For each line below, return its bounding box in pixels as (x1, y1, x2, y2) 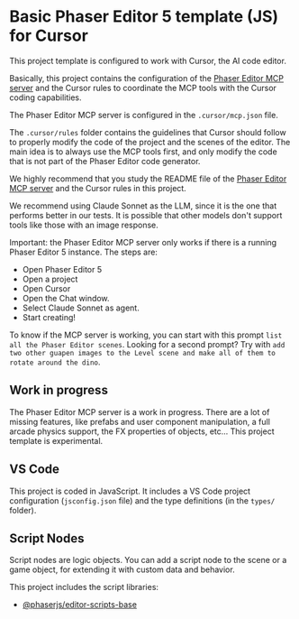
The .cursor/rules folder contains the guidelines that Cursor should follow (9, 126, 286, 137)
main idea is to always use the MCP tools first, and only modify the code (9, 146, 277, 157)
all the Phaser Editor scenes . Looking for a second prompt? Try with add (9, 338, 285, 349)
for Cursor (9, 25, 88, 46)
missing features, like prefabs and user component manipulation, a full (9, 416, 270, 427)
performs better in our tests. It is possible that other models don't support (9, 209, 283, 220)
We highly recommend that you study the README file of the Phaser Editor (9, 173, 287, 184)
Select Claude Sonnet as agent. (22, 302, 140, 313)
